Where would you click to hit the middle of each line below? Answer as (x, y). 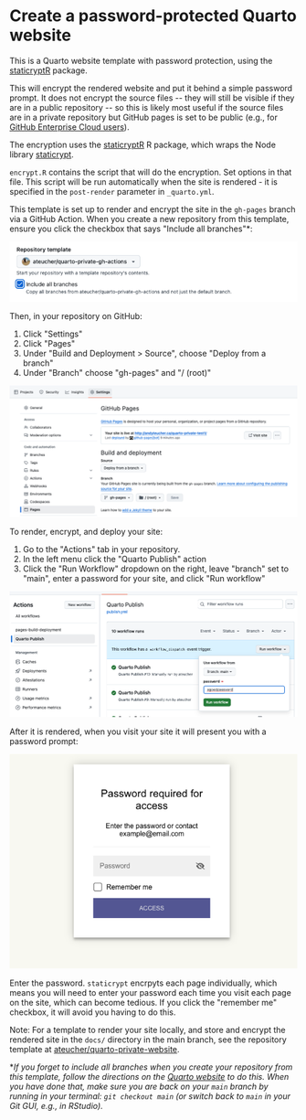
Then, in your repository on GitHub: (76, 315)
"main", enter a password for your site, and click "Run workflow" (144, 579)
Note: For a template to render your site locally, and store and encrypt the (148, 1029)
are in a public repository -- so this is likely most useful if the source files (147, 107)
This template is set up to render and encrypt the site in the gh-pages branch (153, 209)
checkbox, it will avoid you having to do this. (93, 1012)
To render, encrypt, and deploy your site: (86, 532)
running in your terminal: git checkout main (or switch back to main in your (150, 1096)
